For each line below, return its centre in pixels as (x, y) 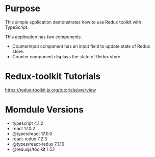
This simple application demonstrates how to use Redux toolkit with (73, 22)
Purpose (23, 9)
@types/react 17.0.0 (32, 134)
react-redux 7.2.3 (30, 139)
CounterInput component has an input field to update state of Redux (81, 46)
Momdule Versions (44, 110)
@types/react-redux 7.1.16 (38, 144)
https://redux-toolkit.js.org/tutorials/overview (51, 90)
